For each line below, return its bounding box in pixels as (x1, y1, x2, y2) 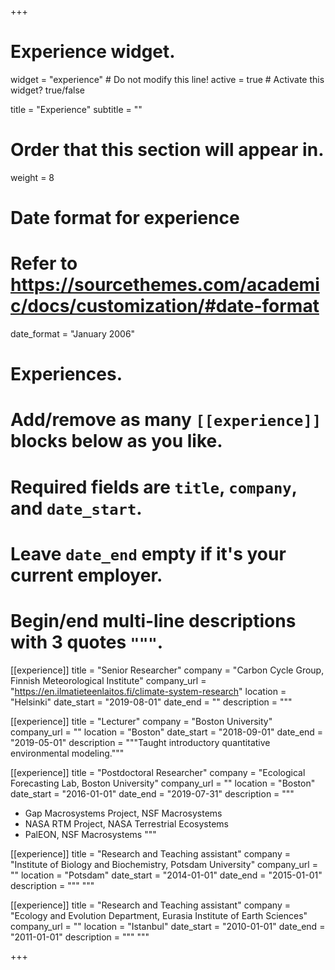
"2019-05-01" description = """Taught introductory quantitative (10, 736, 271, 748)
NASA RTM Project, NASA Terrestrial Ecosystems (24, 817, 229, 830)
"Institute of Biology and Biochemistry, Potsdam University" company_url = (10, 858, 318, 870)
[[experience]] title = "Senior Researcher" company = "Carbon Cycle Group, (10, 664, 325, 676)
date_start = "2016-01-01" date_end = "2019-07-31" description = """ (10, 787, 295, 800)
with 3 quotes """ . (10, 631, 164, 653)
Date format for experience (10, 207, 240, 230)
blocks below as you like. (10, 430, 223, 453)
